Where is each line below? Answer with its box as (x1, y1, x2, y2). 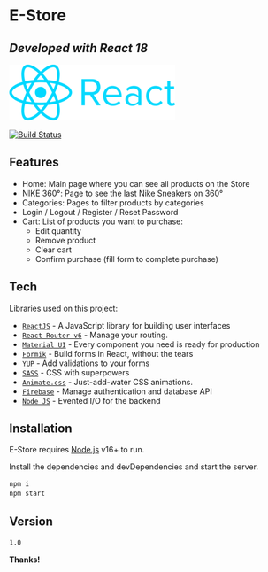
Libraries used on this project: (9, 303, 118, 313)
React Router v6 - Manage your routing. (21, 329, 168, 340)
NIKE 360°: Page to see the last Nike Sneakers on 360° (21, 188, 224, 198)
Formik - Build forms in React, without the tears (21, 348, 194, 359)
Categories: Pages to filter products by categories (21, 197, 205, 208)
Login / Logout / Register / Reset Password (21, 206, 179, 217)
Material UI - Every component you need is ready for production (21, 338, 260, 350)
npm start (9, 489, 46, 499)
